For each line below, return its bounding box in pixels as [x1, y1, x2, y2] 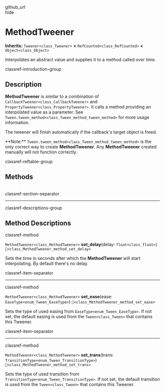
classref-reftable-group [5, 158, 53, 164]
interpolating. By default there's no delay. [5, 260, 88, 267]
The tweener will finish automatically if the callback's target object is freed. [5, 129, 157, 135]
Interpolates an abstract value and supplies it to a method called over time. [5, 56, 156, 62]
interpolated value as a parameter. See [5, 109, 83, 115]
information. [5, 119, 30, 125]
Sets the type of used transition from [5, 371, 80, 377]
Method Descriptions [5, 219, 71, 227]
